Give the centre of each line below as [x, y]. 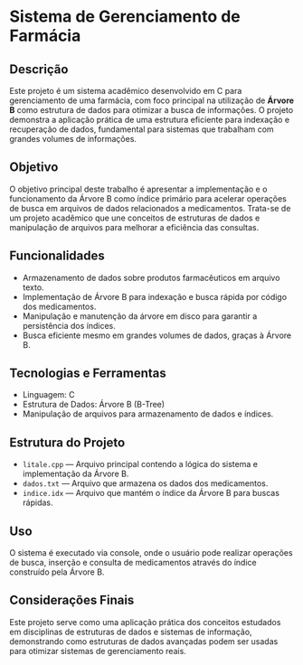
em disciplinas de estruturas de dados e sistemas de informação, [131, 632]
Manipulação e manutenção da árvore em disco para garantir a [140, 316]
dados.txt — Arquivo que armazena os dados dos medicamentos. [145, 483]
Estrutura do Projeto [67, 442]
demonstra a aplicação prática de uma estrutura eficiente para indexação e [150, 120]
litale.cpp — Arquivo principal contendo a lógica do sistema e [140, 464]
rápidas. [38, 502]
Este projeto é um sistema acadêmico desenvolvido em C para [126, 91]
